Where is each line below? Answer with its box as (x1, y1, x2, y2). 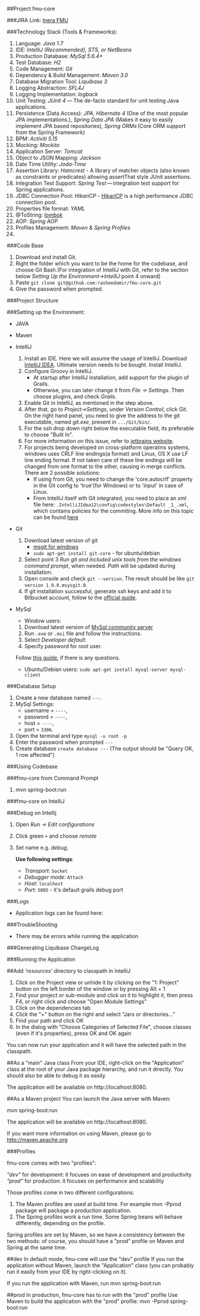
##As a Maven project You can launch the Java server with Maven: (7, 1095, 171, 1102)
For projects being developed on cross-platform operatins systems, (24, 444, 190, 451)
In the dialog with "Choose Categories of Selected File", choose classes (15, 1024, 192, 1030)
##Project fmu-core (7, 5, 55, 12)
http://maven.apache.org (7, 1136, 68, 1143)
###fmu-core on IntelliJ (7, 798, 65, 805)
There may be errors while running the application (15, 933, 139, 939)
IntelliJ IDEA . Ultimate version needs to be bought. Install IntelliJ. (24, 361, 182, 368)
